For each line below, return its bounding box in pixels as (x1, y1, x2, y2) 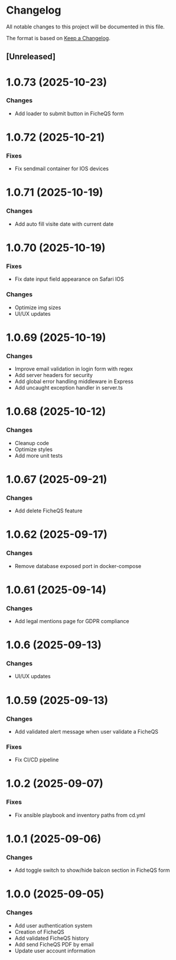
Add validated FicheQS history (14, 935, 89, 942)
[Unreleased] (6, 51, 56, 62)
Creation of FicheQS (14, 928, 65, 935)
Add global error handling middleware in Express (14, 378, 134, 385)
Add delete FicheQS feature (14, 507, 83, 514)
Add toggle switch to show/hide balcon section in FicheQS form (14, 867, 170, 874)
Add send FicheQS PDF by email (14, 940, 94, 948)
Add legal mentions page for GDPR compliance (14, 617, 129, 624)
